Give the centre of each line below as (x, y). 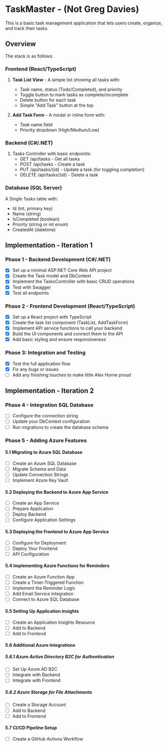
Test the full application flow (41, 364)
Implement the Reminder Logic (44, 588)
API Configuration (31, 554)
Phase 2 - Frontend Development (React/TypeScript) (70, 306)
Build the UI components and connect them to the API (68, 334)
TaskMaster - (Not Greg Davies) (72, 9)
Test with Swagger (32, 287)
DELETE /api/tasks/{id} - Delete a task (59, 175)
